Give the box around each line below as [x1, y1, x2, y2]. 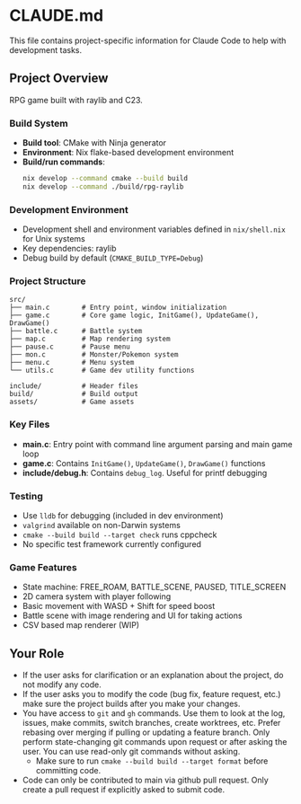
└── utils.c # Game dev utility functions [9, 366, 195, 375]
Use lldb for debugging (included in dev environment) [22, 509, 224, 521]
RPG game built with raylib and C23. [9, 94, 144, 105]
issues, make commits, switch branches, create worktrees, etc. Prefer [22, 718, 281, 729]
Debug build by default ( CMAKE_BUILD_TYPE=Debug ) [22, 252, 204, 263]
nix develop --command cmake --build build [22, 174, 189, 183]
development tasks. [9, 44, 83, 55]
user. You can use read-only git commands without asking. [22, 747, 241, 757]
